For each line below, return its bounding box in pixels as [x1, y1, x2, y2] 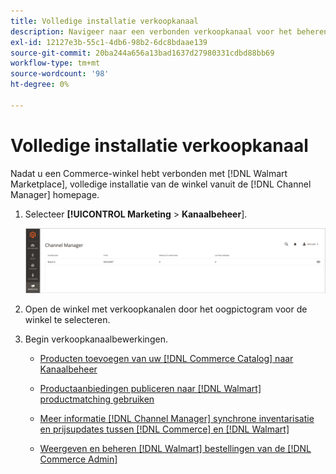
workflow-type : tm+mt [10, 58, 101, 69]
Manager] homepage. [10, 188, 100, 200]
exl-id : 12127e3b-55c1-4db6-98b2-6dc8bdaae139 [10, 37, 208, 47]
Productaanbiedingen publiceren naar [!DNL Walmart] [39, 382, 262, 394]
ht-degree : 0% [10, 80, 70, 90]
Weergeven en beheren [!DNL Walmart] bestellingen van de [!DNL [39, 442, 312, 454]
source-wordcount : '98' [10, 69, 110, 79]
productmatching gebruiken [39, 393, 155, 405]
